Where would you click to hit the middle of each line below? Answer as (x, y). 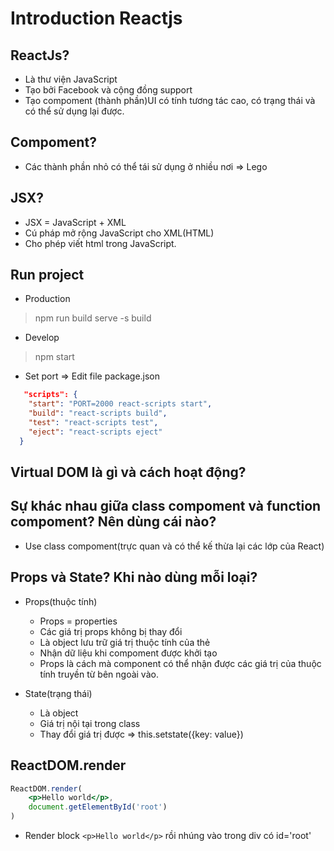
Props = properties (78, 621)
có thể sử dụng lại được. (74, 111)
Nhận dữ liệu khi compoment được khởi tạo (128, 653)
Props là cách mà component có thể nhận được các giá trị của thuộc (180, 663)
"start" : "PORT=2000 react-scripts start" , (120, 404)
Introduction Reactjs (96, 18)
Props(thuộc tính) (61, 601)
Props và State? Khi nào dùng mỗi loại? (134, 577)
